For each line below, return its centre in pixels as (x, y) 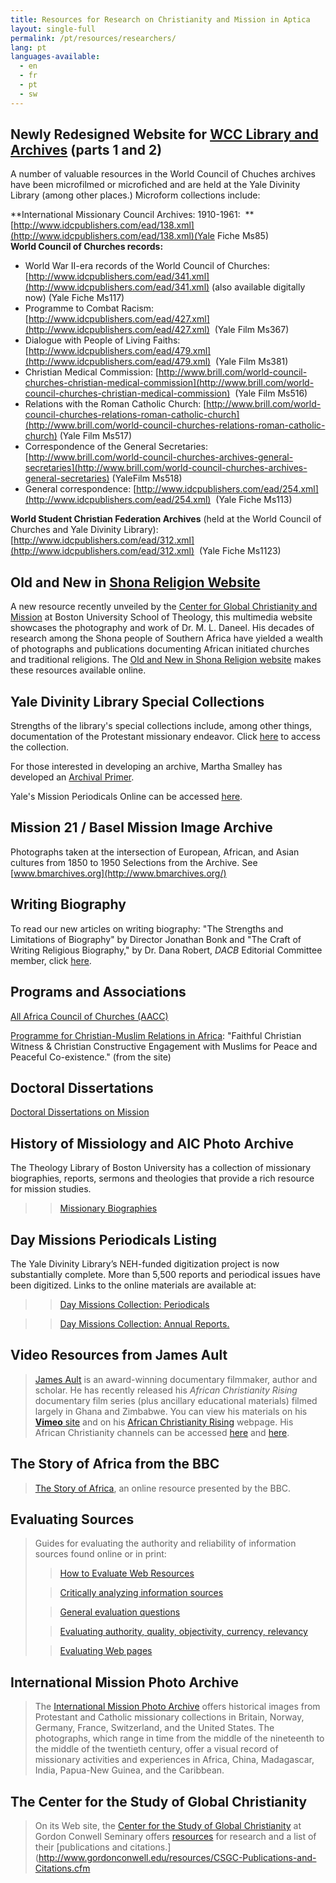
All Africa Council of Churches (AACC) (89, 1016)
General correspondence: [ (80, 489)
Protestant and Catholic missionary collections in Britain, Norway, (169, 1717)
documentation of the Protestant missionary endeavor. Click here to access (165, 737)
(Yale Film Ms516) (271, 393)
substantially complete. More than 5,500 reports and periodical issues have (165, 1274)
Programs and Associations (98, 992)
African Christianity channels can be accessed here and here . (162, 1432)
